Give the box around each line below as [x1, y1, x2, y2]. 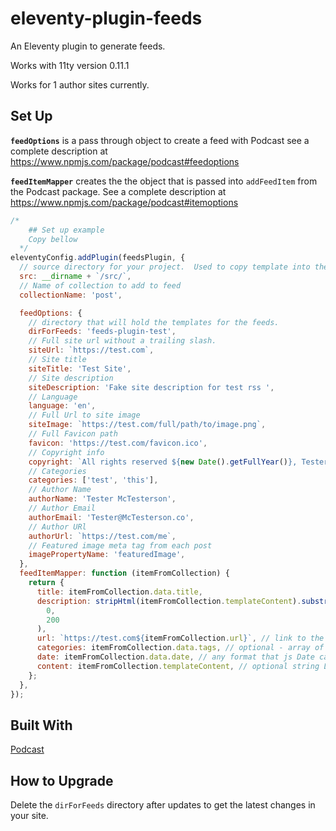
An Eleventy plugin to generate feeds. [10, 40, 166, 52]
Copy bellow [28, 234, 78, 244]
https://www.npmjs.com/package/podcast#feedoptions [10, 155, 240, 167]
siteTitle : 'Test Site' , [28, 363, 132, 374]
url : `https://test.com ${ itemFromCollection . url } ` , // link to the [36, 633, 325, 644]
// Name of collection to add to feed [19, 280, 182, 291]
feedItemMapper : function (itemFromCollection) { [19, 568, 230, 579]
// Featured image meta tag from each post [28, 540, 213, 551]
